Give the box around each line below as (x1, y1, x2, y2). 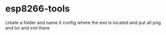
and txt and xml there (5, 24, 50, 30)
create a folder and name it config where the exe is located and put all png (5, 19, 161, 25)
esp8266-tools (5, 3, 70, 14)
